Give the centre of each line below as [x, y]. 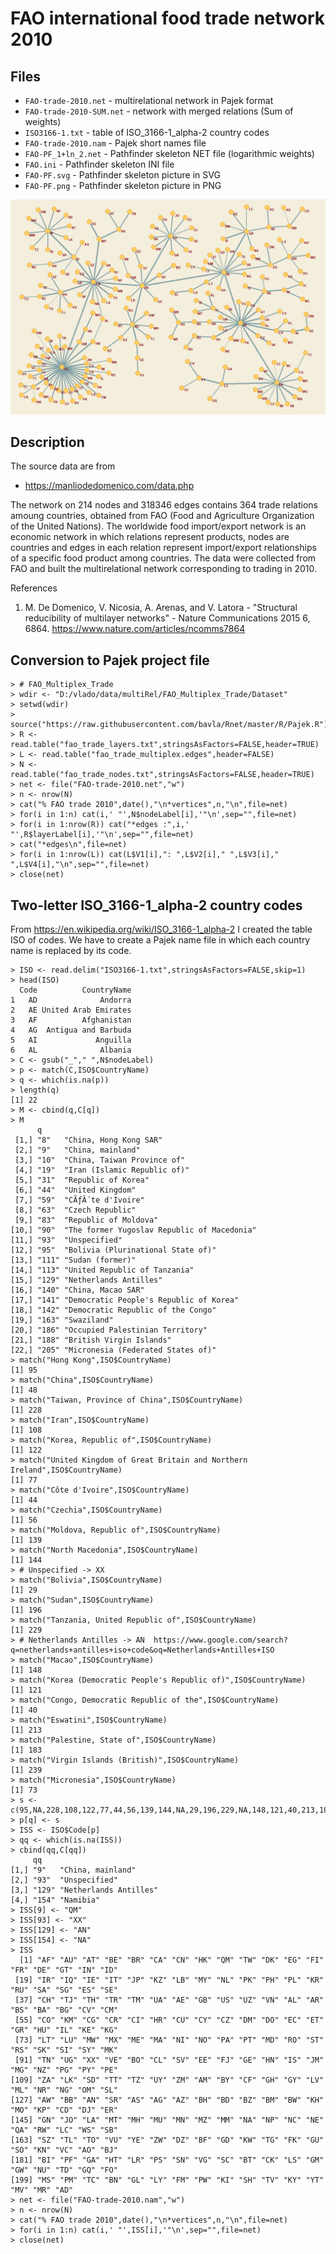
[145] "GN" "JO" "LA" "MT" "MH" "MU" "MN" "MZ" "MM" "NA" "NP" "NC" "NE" [167, 2120]
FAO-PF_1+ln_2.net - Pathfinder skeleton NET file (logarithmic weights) [169, 153]
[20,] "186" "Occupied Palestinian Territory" [109, 1330]
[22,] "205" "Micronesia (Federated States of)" [113, 1350]
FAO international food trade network [167, 18]
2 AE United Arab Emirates [71, 1010]
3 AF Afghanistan [71, 1020]
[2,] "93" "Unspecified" [64, 1880]
